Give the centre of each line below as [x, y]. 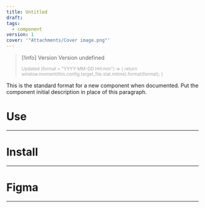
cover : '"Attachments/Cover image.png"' [59, 40]
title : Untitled [27, 12]
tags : [13, 23]
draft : [15, 18]
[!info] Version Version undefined [63, 58]
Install [22, 152]
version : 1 [20, 35]
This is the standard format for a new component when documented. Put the [103, 85]
